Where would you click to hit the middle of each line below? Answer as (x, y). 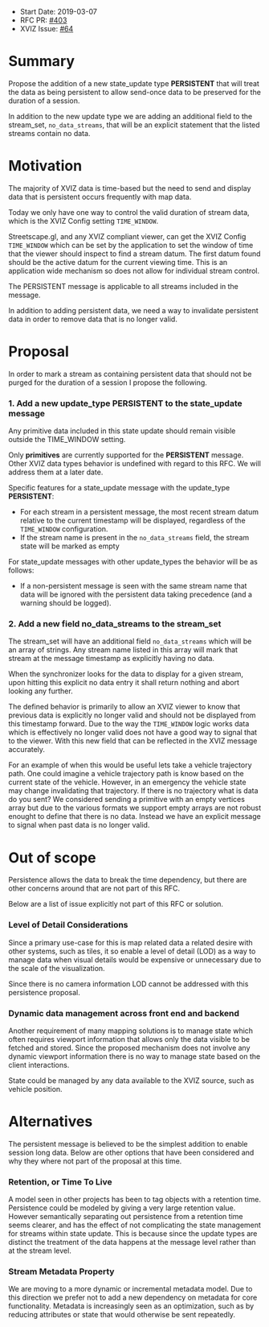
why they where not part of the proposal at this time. (95, 1161)
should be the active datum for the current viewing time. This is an (118, 262)
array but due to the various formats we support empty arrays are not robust (135, 808)
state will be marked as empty (70, 546)
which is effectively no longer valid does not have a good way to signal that (133, 733)
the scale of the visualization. (57, 968)
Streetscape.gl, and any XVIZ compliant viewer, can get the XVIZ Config (127, 236)
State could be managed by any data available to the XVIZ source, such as (131, 1080)
